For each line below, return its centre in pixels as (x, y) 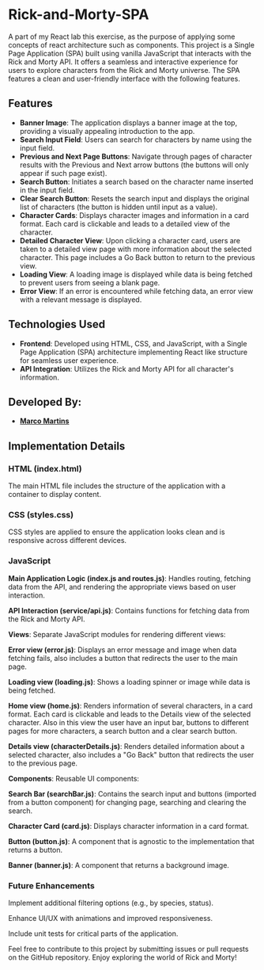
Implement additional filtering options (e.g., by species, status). (111, 903)
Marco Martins (44, 421)
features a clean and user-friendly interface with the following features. (124, 78)
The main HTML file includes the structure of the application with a (117, 486)
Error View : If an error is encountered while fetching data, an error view (136, 291)
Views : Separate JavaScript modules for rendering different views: (117, 634)
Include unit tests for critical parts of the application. (93, 934)
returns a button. (36, 850)
